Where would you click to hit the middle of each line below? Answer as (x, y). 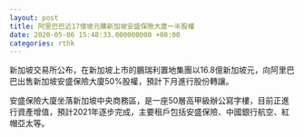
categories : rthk (42, 43)
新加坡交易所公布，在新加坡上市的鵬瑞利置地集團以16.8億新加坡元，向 (140, 70)
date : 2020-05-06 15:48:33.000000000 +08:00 (95, 34)
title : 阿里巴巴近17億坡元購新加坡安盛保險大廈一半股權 (102, 26)
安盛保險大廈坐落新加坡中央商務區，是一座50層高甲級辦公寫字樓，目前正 (146, 101)
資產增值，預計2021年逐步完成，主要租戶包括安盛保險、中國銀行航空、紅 (153, 112)
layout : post (34, 18)
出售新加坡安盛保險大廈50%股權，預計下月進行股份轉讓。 (125, 82)
